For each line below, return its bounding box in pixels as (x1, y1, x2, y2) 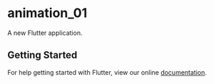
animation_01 (7, 5, 88, 21)
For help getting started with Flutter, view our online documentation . (7, 68, 207, 76)
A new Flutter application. (7, 28, 83, 37)
